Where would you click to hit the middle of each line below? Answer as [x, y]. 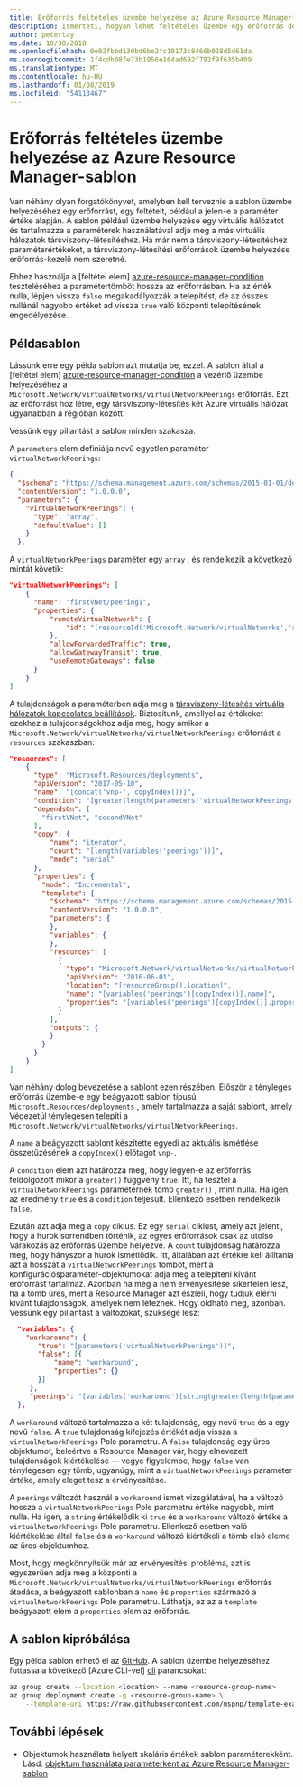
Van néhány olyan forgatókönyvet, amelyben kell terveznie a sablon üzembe [151, 202]
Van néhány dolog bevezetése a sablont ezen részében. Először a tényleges [151, 1087]
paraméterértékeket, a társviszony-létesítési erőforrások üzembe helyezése [150, 250]
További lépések [56, 1732]
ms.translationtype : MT [54, 69]
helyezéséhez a [38, 384]
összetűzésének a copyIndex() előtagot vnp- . [93, 1152]
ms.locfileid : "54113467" [58, 93]
